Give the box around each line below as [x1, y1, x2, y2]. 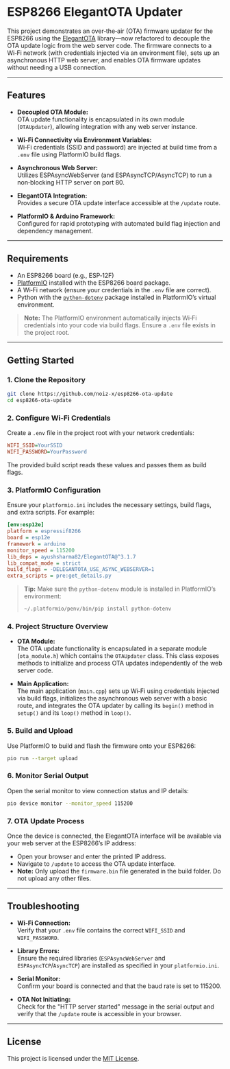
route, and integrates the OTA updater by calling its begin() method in [16, 701, 214, 710]
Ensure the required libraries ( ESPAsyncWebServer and [16, 954, 166, 962]
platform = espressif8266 [7, 528, 81, 535]
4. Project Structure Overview [7, 622, 108, 631]
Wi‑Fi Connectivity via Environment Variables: [16, 135, 152, 144]
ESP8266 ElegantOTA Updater [7, 4, 183, 20]
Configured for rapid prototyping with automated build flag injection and [16, 219, 220, 227]
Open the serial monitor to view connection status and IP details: [7, 786, 190, 795]
